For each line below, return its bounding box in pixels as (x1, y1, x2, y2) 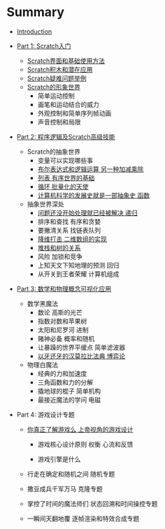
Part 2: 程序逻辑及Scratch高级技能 (16, 132, 115, 140)
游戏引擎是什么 (37, 455, 81, 463)
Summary (6, 4, 64, 20)
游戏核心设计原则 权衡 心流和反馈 (37, 440, 134, 448)
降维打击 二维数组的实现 (37, 235, 108, 243)
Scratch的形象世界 (27, 82, 81, 91)
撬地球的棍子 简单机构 (37, 386, 101, 395)
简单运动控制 (37, 92, 75, 100)
